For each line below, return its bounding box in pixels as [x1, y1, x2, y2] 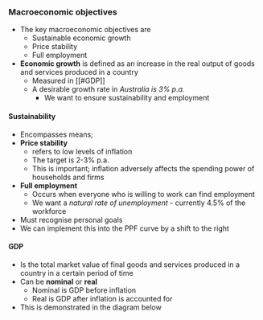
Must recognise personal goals [19, 215, 123, 224]
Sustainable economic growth [31, 33, 131, 43]
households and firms [31, 172, 105, 182]
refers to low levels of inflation [31, 146, 133, 156]
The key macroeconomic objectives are [19, 25, 151, 35]
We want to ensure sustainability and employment [43, 93, 210, 103]
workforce [31, 206, 67, 215]
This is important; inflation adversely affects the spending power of [31, 163, 255, 173]
